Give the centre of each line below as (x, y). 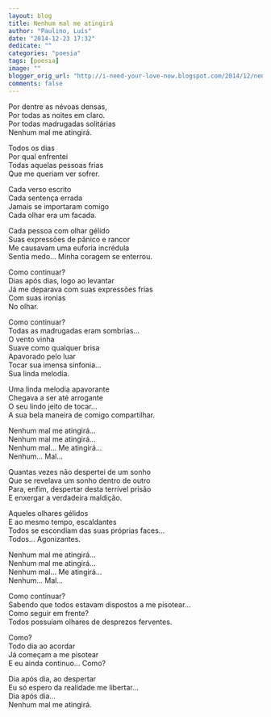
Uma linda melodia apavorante (59, 389)
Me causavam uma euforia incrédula (69, 248)
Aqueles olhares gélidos (48, 513)
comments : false (35, 83)
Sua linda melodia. (39, 373)
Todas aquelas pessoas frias (56, 165)
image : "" (25, 69)
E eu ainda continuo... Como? (57, 663)
